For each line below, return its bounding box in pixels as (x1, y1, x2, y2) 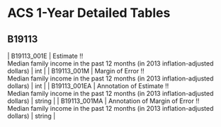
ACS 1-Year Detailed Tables (7, 5, 171, 21)
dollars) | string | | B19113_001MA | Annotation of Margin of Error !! (7, 97, 200, 105)
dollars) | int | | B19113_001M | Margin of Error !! (7, 67, 144, 75)
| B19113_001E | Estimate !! (7, 52, 84, 60)
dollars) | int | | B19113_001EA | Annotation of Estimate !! (7, 82, 169, 90)
